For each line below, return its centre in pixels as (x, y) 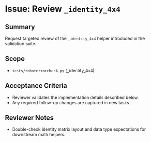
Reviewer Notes (30, 118)
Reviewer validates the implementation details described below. (75, 97)
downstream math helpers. (39, 135)
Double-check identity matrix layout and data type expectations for (79, 129)
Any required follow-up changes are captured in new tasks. (71, 102)
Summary (20, 27)
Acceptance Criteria (36, 86)
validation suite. (21, 44)
